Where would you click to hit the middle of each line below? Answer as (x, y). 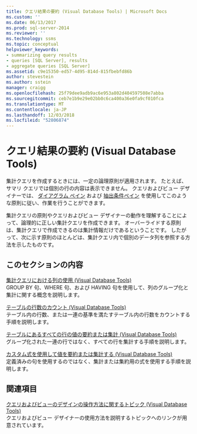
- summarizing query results (42, 55)
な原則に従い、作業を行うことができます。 (57, 203)
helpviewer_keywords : (33, 50)
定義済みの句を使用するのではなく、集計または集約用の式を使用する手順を (96, 361)
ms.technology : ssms (31, 39)
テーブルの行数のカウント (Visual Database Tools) (66, 307)
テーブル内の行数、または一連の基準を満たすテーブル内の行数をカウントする (98, 315)
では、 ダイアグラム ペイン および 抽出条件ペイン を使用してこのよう (104, 196)
